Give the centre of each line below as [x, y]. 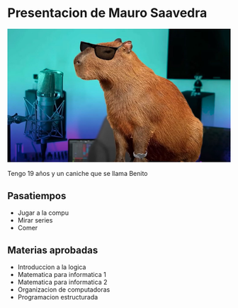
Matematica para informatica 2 [62, 282]
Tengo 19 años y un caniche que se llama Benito [78, 174]
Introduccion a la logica [52, 267]
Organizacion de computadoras [64, 289]
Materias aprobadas [53, 250]
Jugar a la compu [43, 213]
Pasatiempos [37, 196]
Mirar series [35, 220]
